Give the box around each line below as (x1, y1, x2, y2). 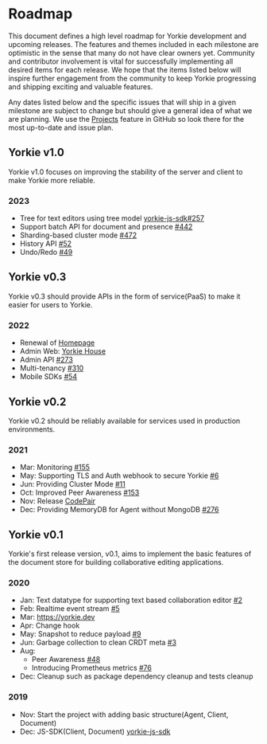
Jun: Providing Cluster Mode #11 (19, 480, 126, 489)
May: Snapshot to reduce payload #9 (19, 629, 141, 639)
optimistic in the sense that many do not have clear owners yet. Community (8, 48, 256, 57)
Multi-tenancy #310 (19, 363, 84, 373)
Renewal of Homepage (19, 338, 95, 347)
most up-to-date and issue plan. (8, 123, 114, 132)
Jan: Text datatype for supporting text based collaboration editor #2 (19, 595, 242, 605)
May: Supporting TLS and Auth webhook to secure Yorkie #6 (19, 471, 219, 480)
